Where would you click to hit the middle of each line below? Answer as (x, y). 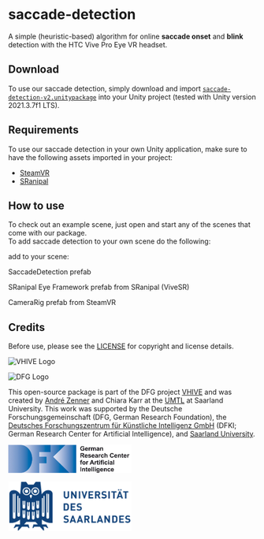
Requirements (43, 130)
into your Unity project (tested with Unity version (177, 97)
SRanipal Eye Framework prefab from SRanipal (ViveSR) (99, 287)
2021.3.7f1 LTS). (34, 105)
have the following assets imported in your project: (91, 157)
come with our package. (48, 233)
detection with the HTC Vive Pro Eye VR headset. (88, 44)
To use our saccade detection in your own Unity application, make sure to (128, 149)
